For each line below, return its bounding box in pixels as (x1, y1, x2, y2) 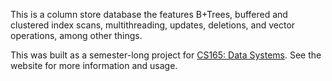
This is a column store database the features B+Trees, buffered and (10, 9, 288, 20)
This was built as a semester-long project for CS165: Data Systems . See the (10, 49, 322, 61)
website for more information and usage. (10, 60, 178, 71)
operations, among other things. (10, 30, 143, 41)
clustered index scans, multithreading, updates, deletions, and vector (10, 19, 296, 31)
